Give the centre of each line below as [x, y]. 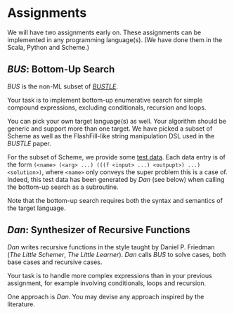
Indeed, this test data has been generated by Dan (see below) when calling [116, 179]
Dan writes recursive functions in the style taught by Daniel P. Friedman [111, 247]
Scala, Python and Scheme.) [48, 47]
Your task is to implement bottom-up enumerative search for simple [105, 100]
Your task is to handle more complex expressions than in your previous [110, 275]
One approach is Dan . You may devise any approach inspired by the [106, 296]
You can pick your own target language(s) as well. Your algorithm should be [117, 121]
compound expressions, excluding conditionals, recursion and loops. [107, 107]
